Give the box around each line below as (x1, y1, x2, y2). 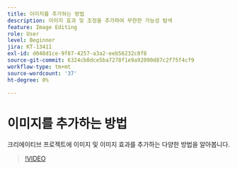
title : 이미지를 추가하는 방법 (7, 10, 85, 18)
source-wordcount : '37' (7, 70, 78, 77)
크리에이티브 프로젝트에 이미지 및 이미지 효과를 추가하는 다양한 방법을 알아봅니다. (7, 140, 231, 149)
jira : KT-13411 (7, 43, 52, 50)
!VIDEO (24, 154, 46, 163)
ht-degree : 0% (7, 76, 50, 84)
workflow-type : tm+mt (7, 63, 71, 70)
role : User (7, 30, 40, 38)
